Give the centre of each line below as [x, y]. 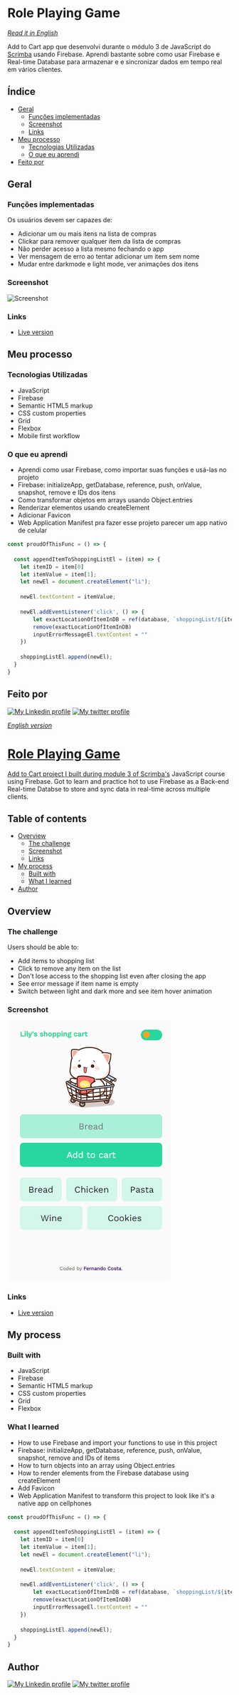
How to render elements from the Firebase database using [103, 1473]
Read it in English [33, 33]
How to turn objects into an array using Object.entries [96, 1465]
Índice [21, 92]
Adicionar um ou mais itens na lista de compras [87, 234]
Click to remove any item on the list [69, 969]
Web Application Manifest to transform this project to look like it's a [116, 1496]
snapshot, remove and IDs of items [69, 1458]
